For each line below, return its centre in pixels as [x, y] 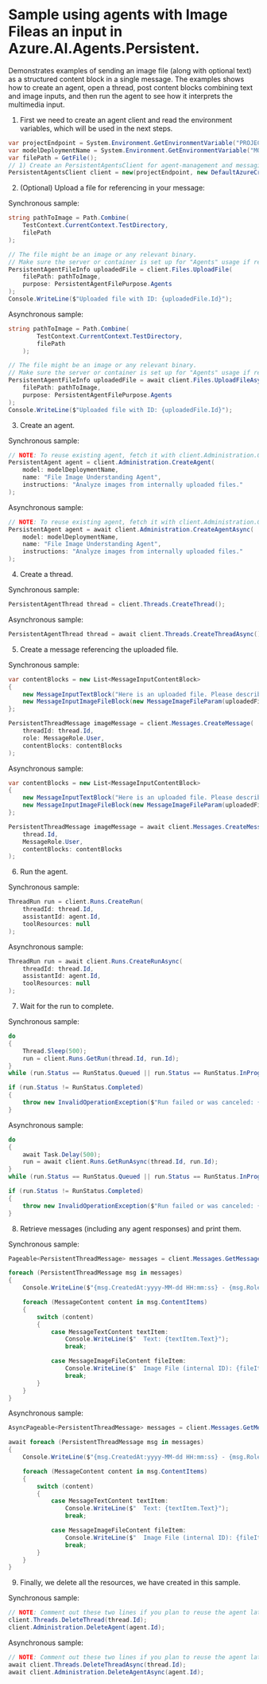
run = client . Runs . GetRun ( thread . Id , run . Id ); [101, 1058]
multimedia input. [37, 104]
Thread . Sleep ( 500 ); [55, 1051]
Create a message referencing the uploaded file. [99, 649]
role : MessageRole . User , [64, 738]
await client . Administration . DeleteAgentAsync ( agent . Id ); [106, 1672]
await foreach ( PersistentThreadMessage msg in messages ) [106, 1443]
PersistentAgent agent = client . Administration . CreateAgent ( [112, 463]
